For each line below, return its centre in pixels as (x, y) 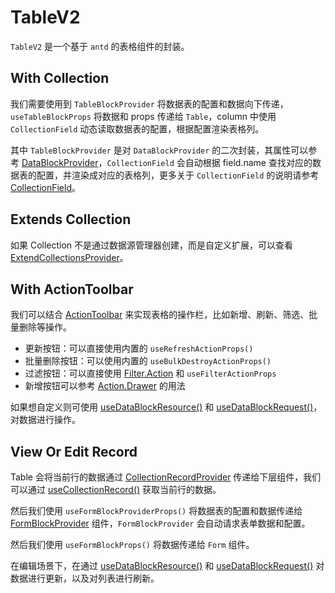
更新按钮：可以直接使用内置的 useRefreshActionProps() (139, 348)
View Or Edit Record (74, 451)
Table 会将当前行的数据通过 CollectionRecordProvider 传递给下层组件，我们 (166, 477)
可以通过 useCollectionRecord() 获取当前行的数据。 (116, 490)
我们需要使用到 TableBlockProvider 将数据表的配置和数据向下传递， (149, 103)
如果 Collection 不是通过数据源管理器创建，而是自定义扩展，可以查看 (152, 245)
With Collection (60, 78)
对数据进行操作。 (45, 420)
